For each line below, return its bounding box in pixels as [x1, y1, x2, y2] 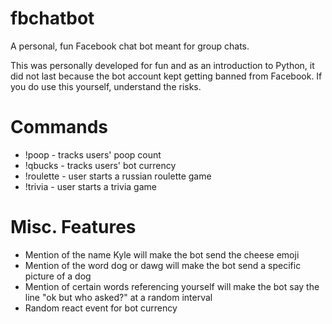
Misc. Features [10, 216, 137, 239]
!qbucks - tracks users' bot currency [24, 159, 177, 171]
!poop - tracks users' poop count [24, 148, 162, 161]
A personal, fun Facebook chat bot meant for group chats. [10, 40, 250, 52]
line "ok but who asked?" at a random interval [24, 291, 213, 303]
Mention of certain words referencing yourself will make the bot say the [24, 280, 320, 292]
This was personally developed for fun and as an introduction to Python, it [10, 59, 315, 71]
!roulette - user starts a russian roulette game [24, 170, 212, 182]
